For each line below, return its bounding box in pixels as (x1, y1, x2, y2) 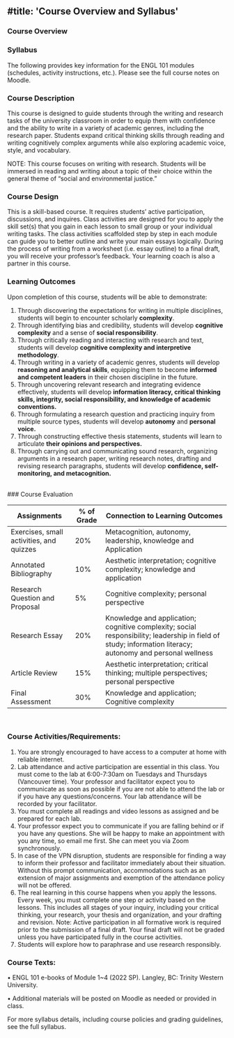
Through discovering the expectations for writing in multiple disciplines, (17, 306, 224, 314)
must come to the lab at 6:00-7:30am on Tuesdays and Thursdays (17, 770, 208, 778)
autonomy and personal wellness (105, 648, 214, 658)
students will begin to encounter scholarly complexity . (17, 313, 175, 322)
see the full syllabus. (7, 1023, 67, 1031)
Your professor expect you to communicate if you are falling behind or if (17, 821, 224, 830)
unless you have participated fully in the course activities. (17, 933, 183, 941)
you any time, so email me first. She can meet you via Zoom (17, 836, 189, 845)
